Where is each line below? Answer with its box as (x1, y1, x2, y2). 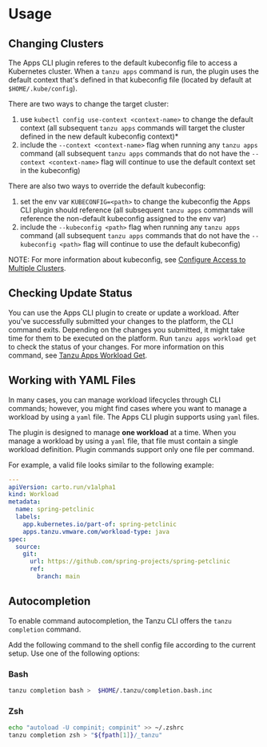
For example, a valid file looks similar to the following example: (8, 460, 214, 470)
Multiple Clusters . (8, 264, 66, 273)
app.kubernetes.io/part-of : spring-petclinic (22, 520, 177, 528)
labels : (15, 513, 42, 521)
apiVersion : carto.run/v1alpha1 (8, 483, 116, 491)
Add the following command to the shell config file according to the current (8, 640, 256, 649)
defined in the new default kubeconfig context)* (19, 131, 179, 141)
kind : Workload (8, 491, 59, 499)
